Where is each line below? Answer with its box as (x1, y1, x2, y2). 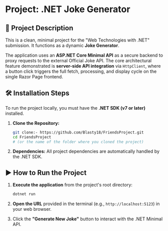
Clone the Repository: (12, 120, 60, 126)
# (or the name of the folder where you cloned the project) (12, 139, 144, 145)
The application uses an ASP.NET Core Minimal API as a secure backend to (5, 52, 163, 58)
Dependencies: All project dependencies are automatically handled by (12, 148, 160, 155)
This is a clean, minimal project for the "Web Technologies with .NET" (5, 37, 150, 43)
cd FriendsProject (12, 134, 51, 140)
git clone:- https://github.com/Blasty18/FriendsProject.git (12, 130, 144, 135)
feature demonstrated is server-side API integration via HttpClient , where (5, 63, 161, 69)
